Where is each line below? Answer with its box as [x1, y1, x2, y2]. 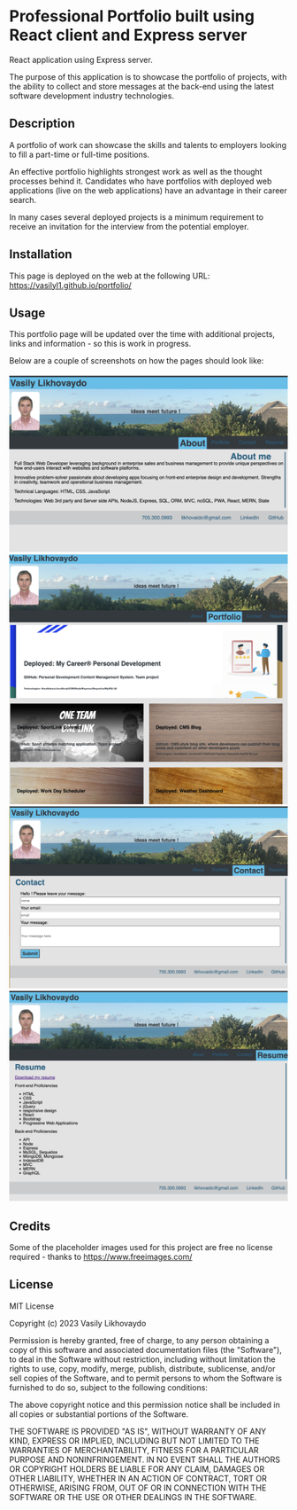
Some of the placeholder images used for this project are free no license [9, 1241, 274, 1252]
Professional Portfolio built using [9, 6, 255, 27]
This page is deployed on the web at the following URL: [9, 270, 210, 281]
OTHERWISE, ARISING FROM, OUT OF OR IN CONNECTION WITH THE [9, 1483, 267, 1493]
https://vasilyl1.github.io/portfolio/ [9, 279, 133, 290]
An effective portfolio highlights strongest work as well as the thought [9, 166, 263, 176]
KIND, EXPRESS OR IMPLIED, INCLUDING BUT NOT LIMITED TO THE [9, 1435, 260, 1446]
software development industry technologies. [9, 90, 175, 101]
